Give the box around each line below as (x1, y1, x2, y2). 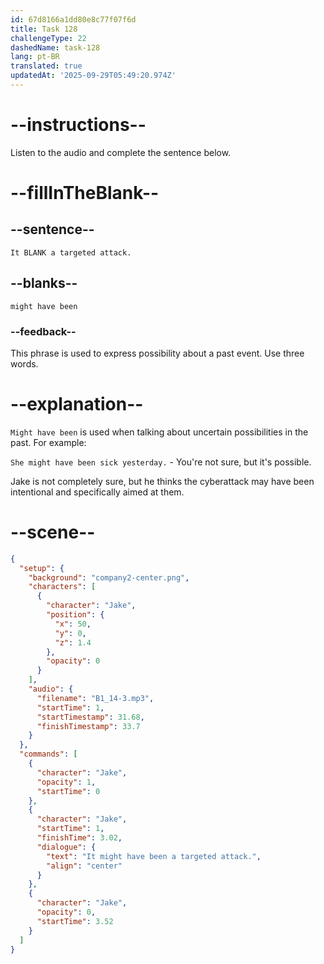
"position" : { (46, 610, 105, 620)
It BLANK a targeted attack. (10, 247, 132, 258)
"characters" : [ (28, 582, 97, 592)
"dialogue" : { (36, 842, 97, 852)
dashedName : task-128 (10, 42, 101, 53)
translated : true (10, 61, 83, 71)
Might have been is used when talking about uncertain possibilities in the (10, 426, 309, 438)
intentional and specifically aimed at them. (10, 486, 185, 498)
